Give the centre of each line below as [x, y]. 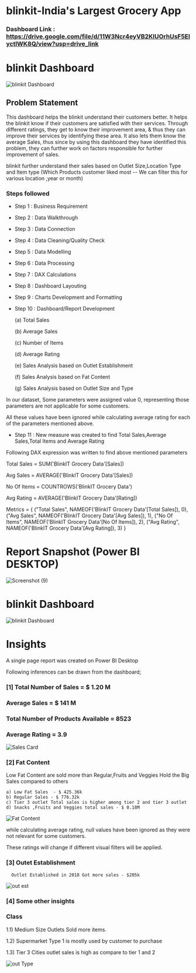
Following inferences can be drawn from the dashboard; [74, 672]
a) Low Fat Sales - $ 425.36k [44, 792]
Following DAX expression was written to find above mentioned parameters [97, 453]
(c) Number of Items [39, 343]
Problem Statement [42, 103]
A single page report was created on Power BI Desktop [72, 660]
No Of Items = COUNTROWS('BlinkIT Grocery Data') [69, 487]
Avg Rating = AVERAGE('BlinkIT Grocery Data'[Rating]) [72, 498]
